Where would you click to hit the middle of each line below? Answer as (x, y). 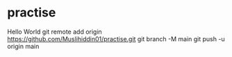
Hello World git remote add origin (55, 32)
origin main (23, 46)
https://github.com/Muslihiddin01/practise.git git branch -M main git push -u (116, 38)
